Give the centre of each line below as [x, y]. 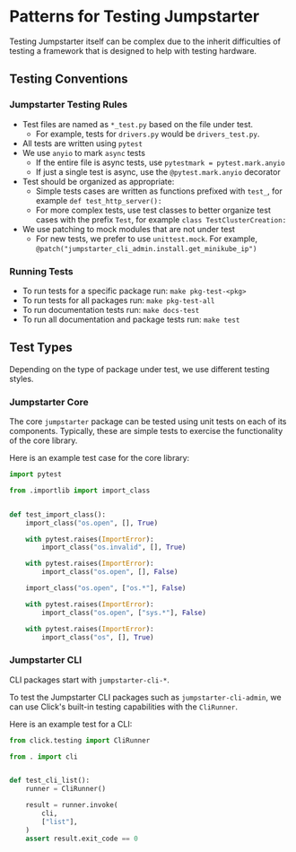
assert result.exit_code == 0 [82, 839]
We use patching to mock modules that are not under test [129, 229]
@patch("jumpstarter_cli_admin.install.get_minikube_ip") [146, 248]
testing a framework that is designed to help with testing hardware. [133, 50]
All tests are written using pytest [83, 143]
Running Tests [41, 271]
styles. [22, 378]
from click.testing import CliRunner [80, 740]
